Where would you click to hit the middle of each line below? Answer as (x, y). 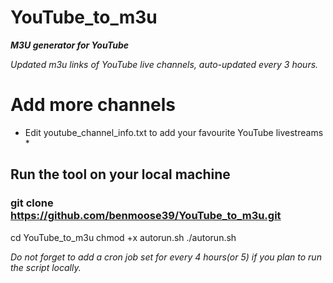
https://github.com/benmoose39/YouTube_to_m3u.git (146, 216)
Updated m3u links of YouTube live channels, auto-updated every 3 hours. (164, 64)
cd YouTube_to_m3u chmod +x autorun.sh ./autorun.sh (123, 237)
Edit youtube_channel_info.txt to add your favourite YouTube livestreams (174, 132)
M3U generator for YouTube (70, 45)
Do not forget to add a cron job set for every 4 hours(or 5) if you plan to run (166, 257)
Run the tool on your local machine (120, 174)
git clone (32, 203)
